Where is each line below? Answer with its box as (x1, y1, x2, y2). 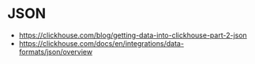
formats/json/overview (18, 47, 92, 56)
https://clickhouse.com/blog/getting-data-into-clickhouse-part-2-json (18, 30, 248, 40)
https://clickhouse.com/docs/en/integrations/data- (18, 38, 185, 48)
